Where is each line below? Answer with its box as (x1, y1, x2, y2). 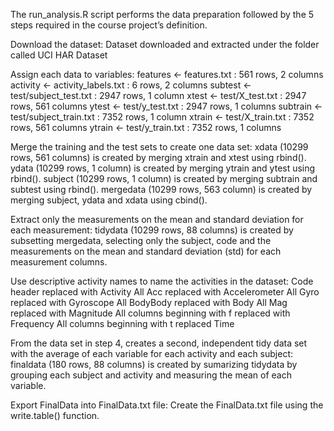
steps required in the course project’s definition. (10, 19, 208, 31)
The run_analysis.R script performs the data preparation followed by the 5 (10, 9, 315, 20)
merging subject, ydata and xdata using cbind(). (10, 194, 208, 206)
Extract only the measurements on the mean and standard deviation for (10, 214, 304, 225)
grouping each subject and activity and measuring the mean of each (10, 369, 292, 381)
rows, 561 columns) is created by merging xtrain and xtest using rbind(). (10, 152, 307, 163)
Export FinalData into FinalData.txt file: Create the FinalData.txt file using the (10, 399, 324, 411)
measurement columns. (10, 256, 108, 268)
